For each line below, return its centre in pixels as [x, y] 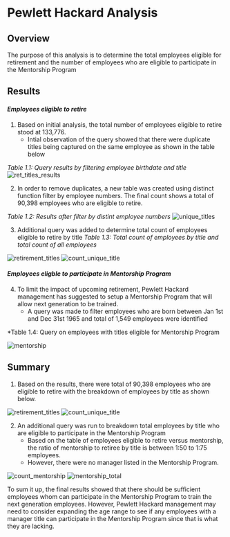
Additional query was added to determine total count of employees [112, 229]
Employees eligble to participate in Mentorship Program [89, 274]
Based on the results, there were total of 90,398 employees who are [114, 384]
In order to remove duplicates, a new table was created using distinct [115, 188]
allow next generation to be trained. [68, 303]
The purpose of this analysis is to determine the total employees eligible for [114, 55]
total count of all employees [57, 245]
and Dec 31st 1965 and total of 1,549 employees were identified [118, 318]
